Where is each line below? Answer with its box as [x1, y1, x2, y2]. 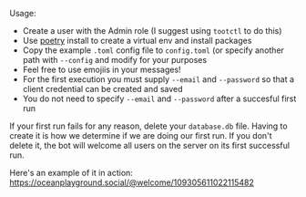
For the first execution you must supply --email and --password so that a [22, 74, 294, 85]
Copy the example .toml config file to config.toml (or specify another [22, 45, 285, 56]
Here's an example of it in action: [9, 168, 134, 178]
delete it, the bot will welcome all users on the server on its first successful [9, 140, 290, 150]
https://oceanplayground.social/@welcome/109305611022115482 [9, 177, 255, 188]
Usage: [9, 8, 36, 18]
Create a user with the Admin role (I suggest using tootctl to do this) [22, 26, 282, 36]
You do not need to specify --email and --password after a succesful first [22, 93, 297, 104]
